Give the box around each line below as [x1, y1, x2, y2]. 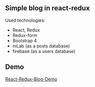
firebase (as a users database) [12, 48, 76, 54]
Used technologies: [5, 17, 45, 23]
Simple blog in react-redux [5, 4, 90, 12]
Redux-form [12, 32, 37, 38]
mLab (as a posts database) [12, 42, 70, 49]
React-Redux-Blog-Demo [5, 76, 57, 82]
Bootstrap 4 [12, 37, 37, 43]
